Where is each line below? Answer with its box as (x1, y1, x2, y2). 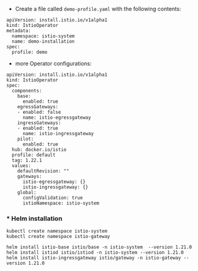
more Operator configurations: (15, 60, 92, 67)
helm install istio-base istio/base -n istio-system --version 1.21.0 (6, 244, 192, 250)
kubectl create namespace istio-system (6, 228, 108, 234)
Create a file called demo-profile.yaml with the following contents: (15, 6, 182, 12)
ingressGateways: (17, 120, 62, 126)
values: (12, 163, 32, 169)
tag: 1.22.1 (12, 157, 43, 163)
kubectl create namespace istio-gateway (6, 234, 111, 240)
